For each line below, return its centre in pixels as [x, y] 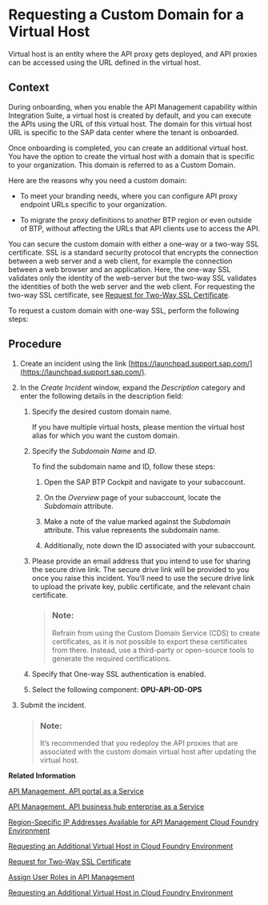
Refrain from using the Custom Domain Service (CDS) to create [156, 633]
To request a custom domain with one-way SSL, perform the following [124, 310]
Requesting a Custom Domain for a [126, 15]
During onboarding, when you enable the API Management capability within [133, 106]
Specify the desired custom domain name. [102, 411]
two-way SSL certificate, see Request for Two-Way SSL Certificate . [119, 294]
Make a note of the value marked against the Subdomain [137, 521]
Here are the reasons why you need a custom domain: [98, 180]
